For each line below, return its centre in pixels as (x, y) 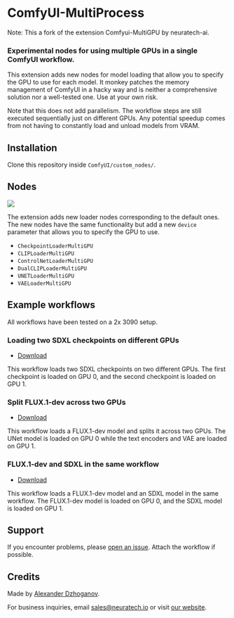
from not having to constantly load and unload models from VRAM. (104, 126)
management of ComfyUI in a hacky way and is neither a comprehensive (112, 90)
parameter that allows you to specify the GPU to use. (83, 232)
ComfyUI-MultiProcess (76, 13)
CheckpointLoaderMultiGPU (55, 246)
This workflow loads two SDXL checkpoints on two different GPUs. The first (117, 369)
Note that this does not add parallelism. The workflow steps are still (104, 111)
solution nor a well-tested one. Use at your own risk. (83, 97)
